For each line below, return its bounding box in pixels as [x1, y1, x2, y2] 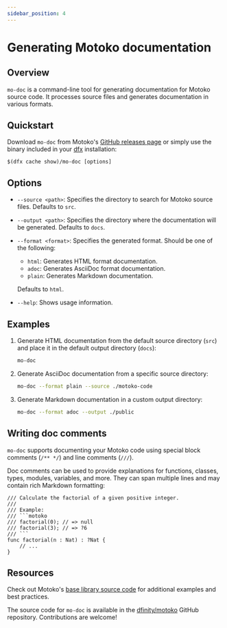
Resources [7, 567, 54, 579]
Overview [7, 67, 50, 79]
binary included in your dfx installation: [7, 145, 117, 153]
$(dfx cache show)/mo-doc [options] [7, 159, 112, 166]
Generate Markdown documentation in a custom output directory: [16, 395, 203, 403]
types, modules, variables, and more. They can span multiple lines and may [7, 473, 221, 482]
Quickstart [7, 120, 54, 131]
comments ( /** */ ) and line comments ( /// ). [7, 453, 134, 461]
